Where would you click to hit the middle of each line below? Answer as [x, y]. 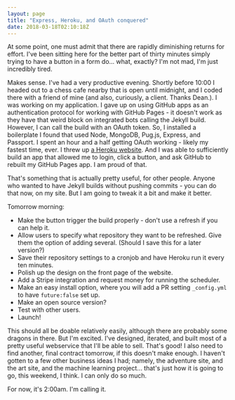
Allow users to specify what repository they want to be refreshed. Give [120, 235]
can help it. [34, 228]
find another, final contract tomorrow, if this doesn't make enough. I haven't [116, 353]
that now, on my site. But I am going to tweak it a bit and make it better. [109, 193]
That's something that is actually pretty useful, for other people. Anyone [111, 178]
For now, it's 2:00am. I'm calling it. [57, 389]
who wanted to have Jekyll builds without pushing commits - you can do [112, 186]
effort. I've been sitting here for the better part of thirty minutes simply [109, 54]
